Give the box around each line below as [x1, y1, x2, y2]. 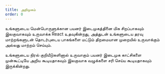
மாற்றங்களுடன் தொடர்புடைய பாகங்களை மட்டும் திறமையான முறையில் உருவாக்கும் [5, 37, 160, 42]
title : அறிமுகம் [5, 7, 36, 12]
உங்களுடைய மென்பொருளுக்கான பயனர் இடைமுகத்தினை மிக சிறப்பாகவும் [5, 25, 144, 31]
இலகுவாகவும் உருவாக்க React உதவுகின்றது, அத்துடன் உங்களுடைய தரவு [5, 31, 144, 37]
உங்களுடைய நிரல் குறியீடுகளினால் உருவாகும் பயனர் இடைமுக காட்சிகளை [5, 52, 142, 58]
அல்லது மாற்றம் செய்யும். [5, 42, 52, 48]
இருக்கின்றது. [5, 63, 30, 69]
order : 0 [5, 12, 23, 17]
